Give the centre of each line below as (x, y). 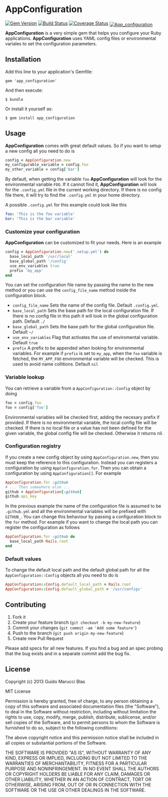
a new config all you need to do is (40, 151)
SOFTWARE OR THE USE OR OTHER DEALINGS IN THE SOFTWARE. (75, 790)
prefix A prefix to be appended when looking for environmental (78, 348)
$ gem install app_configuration (40, 118)
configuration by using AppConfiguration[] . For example (63, 473)
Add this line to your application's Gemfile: (49, 71)
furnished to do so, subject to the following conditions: (61, 728)
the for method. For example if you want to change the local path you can (81, 522)
